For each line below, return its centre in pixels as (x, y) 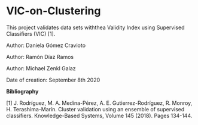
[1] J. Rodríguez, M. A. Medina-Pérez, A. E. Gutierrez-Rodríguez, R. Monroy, (99, 103)
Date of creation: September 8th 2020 (53, 80)
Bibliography (22, 91)
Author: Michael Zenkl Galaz (41, 68)
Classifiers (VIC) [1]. (31, 33)
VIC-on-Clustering (54, 11)
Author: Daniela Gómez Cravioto (46, 45)
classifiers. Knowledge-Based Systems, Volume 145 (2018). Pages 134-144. (99, 115)
